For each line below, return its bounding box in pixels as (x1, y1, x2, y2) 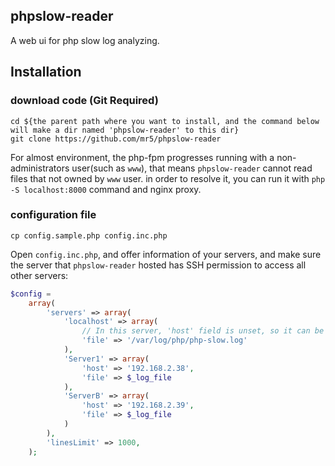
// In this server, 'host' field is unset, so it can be (81, 326, 325, 336)
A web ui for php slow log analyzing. (10, 34, 160, 46)
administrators (10, 162, 70, 174)
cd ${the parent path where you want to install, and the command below (10, 116, 320, 126)
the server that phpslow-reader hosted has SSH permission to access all (10, 259, 307, 271)
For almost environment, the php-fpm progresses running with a (10, 151, 275, 163)
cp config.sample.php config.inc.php (10, 230, 168, 241)
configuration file (10, 208, 97, 222)
